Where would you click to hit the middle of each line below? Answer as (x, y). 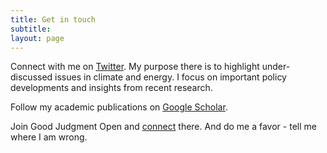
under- (276, 67)
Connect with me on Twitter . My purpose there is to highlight (135, 67)
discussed (31, 77)
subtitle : (31, 29)
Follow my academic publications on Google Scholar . (119, 107)
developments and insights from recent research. (111, 88)
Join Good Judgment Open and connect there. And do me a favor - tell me (163, 127)
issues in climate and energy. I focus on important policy (170, 77)
